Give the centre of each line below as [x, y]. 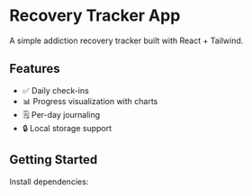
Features [35, 69]
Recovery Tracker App [95, 16]
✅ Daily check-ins [56, 90]
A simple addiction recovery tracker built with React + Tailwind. [126, 40]
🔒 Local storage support [67, 128]
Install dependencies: [49, 182]
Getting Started [54, 160]
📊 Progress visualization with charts [90, 101]
